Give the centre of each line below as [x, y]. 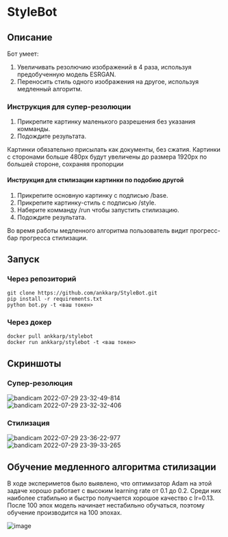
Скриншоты [34, 364]
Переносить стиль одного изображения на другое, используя [108, 82]
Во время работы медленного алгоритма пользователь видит [98, 230]
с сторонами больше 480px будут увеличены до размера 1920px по [107, 157]
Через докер [29, 322]
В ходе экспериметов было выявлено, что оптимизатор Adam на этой [110, 483]
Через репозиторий [42, 279]
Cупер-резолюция [40, 383]
